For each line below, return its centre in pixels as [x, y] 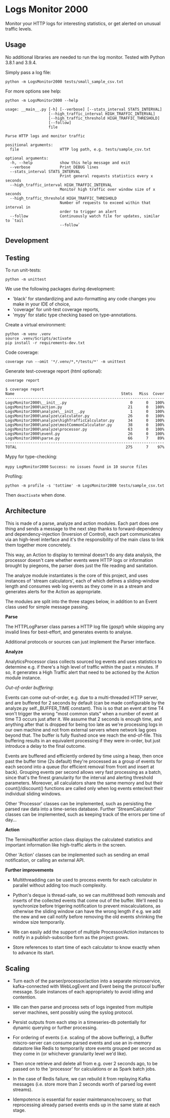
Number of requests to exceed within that [105, 203]
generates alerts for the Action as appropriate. [54, 591]
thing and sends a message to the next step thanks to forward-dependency [84, 528]
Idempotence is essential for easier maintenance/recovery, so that [82, 1099]
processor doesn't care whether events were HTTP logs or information [79, 560]
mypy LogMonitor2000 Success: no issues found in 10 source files [76, 467]
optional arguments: [27, 158]
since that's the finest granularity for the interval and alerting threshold [79, 777]
